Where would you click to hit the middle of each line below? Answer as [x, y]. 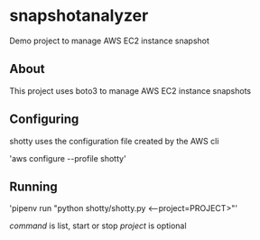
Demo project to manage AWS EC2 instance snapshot [110, 41]
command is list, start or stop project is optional [98, 226]
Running [34, 186]
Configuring [44, 120]
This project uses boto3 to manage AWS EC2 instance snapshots [130, 90]
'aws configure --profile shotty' [68, 158]
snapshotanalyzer [79, 16]
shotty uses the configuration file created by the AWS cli [114, 141]
